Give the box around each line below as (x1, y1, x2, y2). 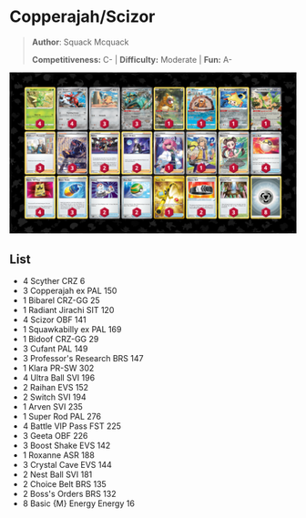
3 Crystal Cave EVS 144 (22, 460, 112, 471)
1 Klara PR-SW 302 (22, 362, 95, 374)
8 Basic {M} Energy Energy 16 (22, 498, 135, 509)
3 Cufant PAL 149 (22, 343, 88, 354)
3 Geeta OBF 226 (22, 431, 88, 442)
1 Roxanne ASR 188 (22, 450, 96, 461)
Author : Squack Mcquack (31, 36, 129, 47)
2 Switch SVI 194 (22, 391, 87, 402)
